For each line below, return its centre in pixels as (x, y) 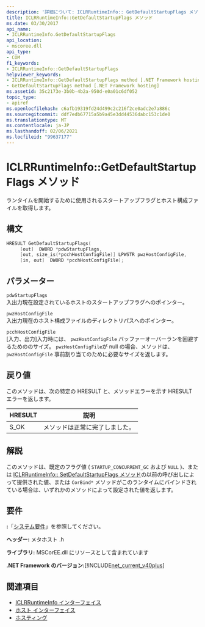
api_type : (19, 52)
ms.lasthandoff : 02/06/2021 (42, 131)
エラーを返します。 (30, 398)
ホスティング (31, 618)
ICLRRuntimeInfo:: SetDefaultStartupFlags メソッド (77, 474)
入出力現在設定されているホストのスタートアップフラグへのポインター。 (97, 302)
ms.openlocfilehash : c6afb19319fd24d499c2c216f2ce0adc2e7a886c (88, 108)
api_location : (24, 40)
